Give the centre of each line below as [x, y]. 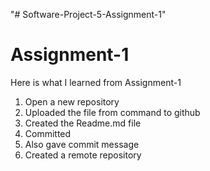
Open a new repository [72, 101]
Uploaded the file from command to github [112, 112]
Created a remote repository [83, 155]
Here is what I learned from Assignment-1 [96, 82]
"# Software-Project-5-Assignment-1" [88, 14]
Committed [48, 133]
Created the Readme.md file [83, 123]
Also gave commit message [82, 144]
